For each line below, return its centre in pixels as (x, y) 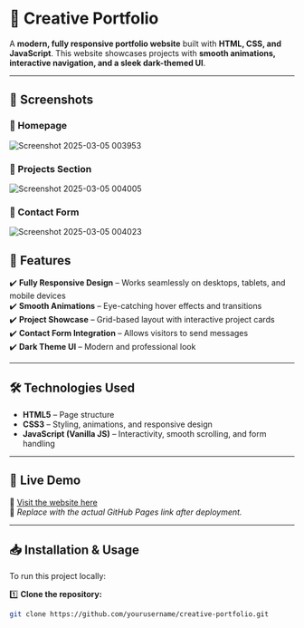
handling (39, 443)
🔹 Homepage (38, 126)
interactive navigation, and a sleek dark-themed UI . (108, 63)
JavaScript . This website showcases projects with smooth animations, (142, 53)
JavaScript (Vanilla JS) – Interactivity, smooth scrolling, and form (144, 433)
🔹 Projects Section (51, 169)
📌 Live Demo (45, 481)
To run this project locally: (58, 576)
